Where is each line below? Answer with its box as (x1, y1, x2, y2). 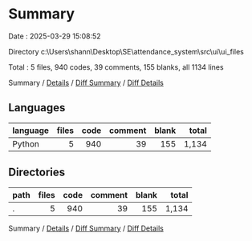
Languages (8, 101, 66, 114)
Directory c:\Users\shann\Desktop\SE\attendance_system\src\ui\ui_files (8, 46, 245, 56)
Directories (8, 166, 66, 179)
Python (12, 138, 40, 149)
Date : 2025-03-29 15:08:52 (8, 31, 102, 41)
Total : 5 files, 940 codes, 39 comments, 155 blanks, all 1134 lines (8, 62, 224, 72)
